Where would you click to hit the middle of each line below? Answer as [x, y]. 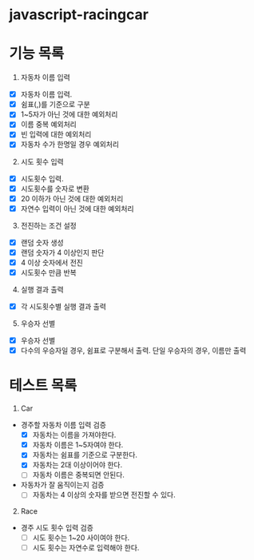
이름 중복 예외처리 [48, 125]
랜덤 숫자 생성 [42, 242]
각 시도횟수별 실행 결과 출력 [63, 306]
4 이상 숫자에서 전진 [52, 262]
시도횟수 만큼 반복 [48, 272]
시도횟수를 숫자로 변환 [55, 189]
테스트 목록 [43, 386]
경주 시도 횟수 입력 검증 [57, 527]
